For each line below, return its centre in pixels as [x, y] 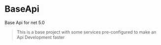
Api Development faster [41, 37]
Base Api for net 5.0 [25, 22]
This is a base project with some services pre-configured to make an [86, 32]
